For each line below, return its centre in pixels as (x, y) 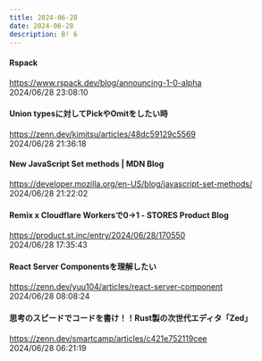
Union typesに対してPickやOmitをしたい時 (89, 113)
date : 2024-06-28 (42, 26)
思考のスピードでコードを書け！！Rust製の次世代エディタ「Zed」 (131, 317)
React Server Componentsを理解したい (83, 266)
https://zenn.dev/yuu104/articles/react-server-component (116, 287)
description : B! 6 (43, 34)
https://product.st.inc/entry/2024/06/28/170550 (97, 235)
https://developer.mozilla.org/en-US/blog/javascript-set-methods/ (131, 183)
